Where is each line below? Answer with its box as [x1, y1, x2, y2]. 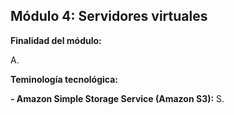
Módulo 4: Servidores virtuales [10, 8, 208, 25]
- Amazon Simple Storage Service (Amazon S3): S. [10, 92, 225, 104]
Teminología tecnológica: [10, 73, 118, 85]
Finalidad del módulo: [10, 34, 102, 46]
